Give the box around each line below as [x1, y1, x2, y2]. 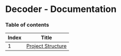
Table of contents [5, 21, 49, 28]
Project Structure [26, 42, 67, 49]
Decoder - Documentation [5, 3, 117, 15]
